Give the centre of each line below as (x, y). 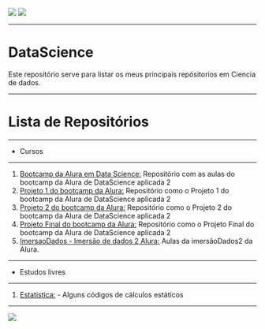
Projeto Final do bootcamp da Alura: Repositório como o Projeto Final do (137, 224)
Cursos (31, 151)
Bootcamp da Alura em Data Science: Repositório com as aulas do (127, 174)
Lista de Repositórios (79, 122)
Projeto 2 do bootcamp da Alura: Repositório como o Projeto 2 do (126, 207)
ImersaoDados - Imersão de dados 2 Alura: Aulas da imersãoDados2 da (136, 241)
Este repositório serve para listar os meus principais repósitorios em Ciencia (132, 74)
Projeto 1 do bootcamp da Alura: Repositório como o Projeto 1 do (124, 190)
